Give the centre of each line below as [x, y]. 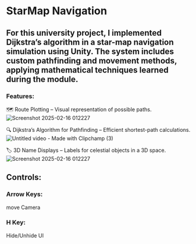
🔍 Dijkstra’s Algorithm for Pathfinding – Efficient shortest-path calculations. [98, 129]
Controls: [24, 177]
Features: [20, 96]
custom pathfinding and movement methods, [91, 61]
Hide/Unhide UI [25, 235]
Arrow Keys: [24, 194]
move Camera [23, 207]
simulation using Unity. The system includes [90, 51]
